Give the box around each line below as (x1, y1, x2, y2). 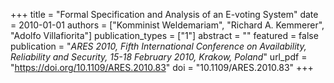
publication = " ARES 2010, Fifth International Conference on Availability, (10, 40, 307, 52)
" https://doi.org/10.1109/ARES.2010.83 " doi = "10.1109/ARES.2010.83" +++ (10, 62, 314, 73)
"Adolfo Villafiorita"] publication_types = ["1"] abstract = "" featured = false (10, 30, 319, 41)
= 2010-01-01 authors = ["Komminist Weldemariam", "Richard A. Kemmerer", (10, 19, 325, 31)
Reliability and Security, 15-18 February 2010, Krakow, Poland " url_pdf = (10, 51, 308, 63)
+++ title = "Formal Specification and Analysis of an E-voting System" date (10, 9, 319, 20)
